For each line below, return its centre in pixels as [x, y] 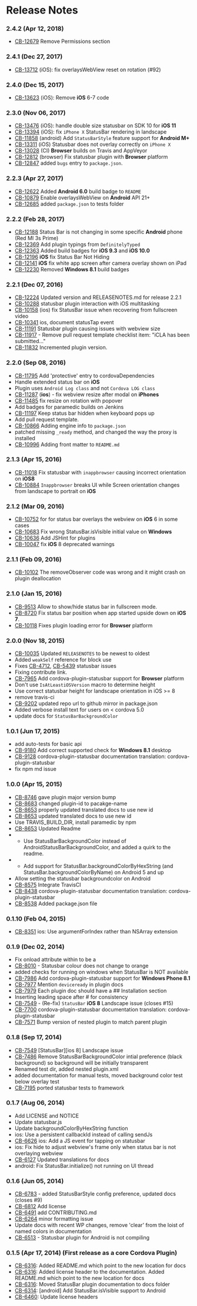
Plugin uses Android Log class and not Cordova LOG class [85, 388]
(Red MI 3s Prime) [36, 238]
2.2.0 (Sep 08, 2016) [36, 363]
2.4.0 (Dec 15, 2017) [35, 85]
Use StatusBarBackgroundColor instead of [75, 841]
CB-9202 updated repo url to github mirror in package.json [86, 703]
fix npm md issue [36, 769]
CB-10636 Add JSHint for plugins [55, 538]
